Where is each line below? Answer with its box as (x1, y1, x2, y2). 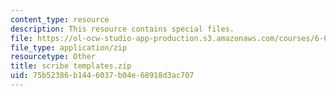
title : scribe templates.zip (10, 61, 132, 71)
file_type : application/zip (10, 42, 128, 53)
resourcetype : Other (10, 52, 97, 62)
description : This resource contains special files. (10, 24, 235, 34)
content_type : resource (10, 14, 110, 25)
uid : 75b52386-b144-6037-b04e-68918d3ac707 (10, 71, 195, 81)
